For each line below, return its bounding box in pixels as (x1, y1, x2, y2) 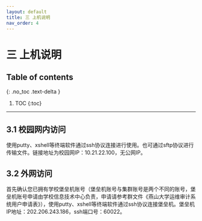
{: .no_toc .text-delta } (6, 88, 61, 95)
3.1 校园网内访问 (6, 124, 66, 134)
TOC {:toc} (14, 100, 42, 107)
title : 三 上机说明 (6, 14, 50, 20)
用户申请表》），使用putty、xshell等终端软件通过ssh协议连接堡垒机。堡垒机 (11, 201, 195, 208)
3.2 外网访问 (6, 168, 53, 178)
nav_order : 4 (6, 20, 39, 26)
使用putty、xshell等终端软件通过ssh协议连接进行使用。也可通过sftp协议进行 (6, 142, 194, 149)
